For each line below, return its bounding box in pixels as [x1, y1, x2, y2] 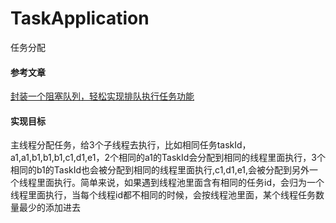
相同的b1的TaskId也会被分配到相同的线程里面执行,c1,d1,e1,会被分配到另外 [10, 164, 310, 176]
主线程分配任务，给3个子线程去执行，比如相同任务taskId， [10, 139, 252, 151]
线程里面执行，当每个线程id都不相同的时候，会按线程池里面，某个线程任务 [10, 189, 316, 201]
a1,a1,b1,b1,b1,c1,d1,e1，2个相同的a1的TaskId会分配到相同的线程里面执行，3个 [10, 152, 326, 164]
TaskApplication [10, 7, 150, 30]
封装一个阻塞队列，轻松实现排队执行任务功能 [10, 90, 195, 102]
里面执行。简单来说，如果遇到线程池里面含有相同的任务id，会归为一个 [36, 177, 325, 189]
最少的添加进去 [18, 202, 81, 214]
